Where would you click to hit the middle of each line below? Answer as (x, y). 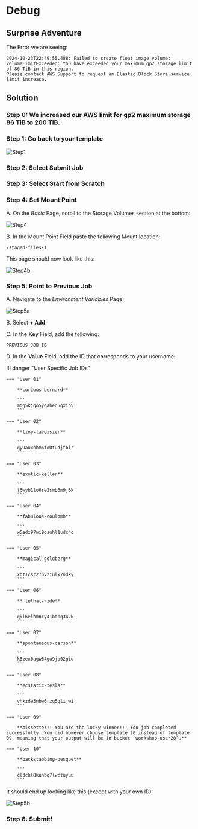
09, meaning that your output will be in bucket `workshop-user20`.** (97, 738)
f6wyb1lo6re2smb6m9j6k (45, 490)
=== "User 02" (24, 422)
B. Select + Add (26, 323)
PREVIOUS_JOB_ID (26, 345)
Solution (22, 98)
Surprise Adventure (44, 33)
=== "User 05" (24, 548)
